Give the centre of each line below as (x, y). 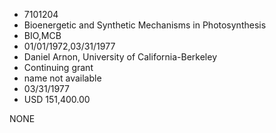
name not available (62, 78)
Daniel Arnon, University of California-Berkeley (120, 57)
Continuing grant (58, 67)
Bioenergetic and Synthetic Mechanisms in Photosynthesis (145, 25)
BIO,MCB (42, 35)
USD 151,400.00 (57, 99)
